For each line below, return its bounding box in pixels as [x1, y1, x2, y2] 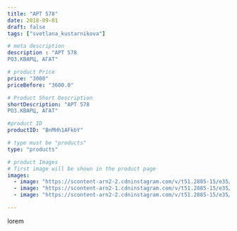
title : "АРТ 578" [7, 10, 59, 18]
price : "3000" [7, 75, 49, 82]
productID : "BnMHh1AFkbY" [7, 127, 83, 134]
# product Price [7, 68, 55, 75]
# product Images [7, 158, 59, 166]
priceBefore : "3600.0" [7, 82, 74, 89]
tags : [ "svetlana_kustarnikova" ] [7, 30, 106, 37]
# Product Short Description [7, 94, 93, 101]
